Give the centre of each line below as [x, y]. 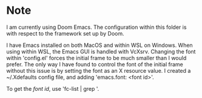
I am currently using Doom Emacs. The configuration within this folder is [96, 27]
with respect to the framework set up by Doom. [65, 33]
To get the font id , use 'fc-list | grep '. [53, 88]
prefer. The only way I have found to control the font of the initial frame [95, 64]
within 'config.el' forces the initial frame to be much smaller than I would [96, 58]
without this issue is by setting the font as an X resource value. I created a [99, 70]
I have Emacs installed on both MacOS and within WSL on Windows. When [99, 45]
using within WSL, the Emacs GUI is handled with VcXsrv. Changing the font [101, 51]
